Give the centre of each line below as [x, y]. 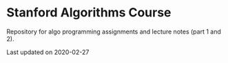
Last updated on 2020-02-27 [48, 52]
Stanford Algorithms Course [89, 13]
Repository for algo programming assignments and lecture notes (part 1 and [114, 32]
